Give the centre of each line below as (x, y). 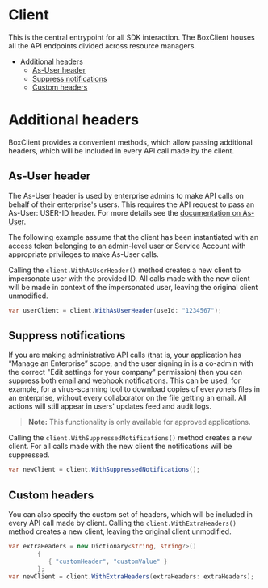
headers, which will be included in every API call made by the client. (121, 150)
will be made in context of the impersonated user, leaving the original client (133, 287)
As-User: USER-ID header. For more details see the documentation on (125, 212)
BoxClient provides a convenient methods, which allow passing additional (130, 142)
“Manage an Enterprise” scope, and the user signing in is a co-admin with (131, 363)
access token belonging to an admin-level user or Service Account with (127, 246)
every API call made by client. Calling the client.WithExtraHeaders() (122, 523)
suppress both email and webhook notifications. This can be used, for (124, 380)
